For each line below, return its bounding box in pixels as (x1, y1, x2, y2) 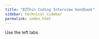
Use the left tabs (5, 30, 39, 36)
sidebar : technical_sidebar (5, 12, 62, 17)
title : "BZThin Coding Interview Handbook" (5, 7, 95, 12)
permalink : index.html (5, 16, 51, 21)
